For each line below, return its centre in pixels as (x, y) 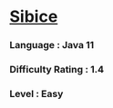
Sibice (34, 17)
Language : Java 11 (52, 45)
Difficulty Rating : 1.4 (57, 70)
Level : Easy (36, 93)
